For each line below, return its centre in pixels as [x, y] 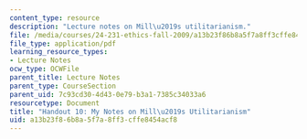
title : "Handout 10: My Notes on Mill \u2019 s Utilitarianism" [130, 112]
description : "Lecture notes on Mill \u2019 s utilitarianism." [130, 27]
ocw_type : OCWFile [44, 69]
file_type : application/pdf [63, 43]
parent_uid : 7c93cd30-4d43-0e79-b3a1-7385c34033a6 [108, 94]
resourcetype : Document [55, 103]
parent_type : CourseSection [63, 86]
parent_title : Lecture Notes [65, 78]
